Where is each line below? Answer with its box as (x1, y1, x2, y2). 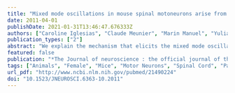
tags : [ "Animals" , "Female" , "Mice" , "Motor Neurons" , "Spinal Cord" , (7, 62, 218, 69)
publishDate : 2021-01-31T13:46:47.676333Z (7, 23, 133, 30)
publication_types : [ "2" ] (7, 36, 83, 43)
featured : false (7, 50, 55, 57)
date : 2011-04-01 (7, 17, 58, 24)
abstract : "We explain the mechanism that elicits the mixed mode (7, 43, 205, 50)
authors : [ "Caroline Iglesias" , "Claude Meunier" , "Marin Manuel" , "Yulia (7, 29, 230, 37)
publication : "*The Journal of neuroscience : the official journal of (7, 56, 220, 63)
